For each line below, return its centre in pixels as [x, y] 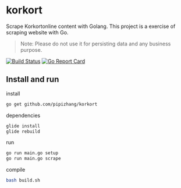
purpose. [31, 49]
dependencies [23, 115]
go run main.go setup [32, 153]
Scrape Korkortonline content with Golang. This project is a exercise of [91, 26]
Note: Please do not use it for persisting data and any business [95, 44]
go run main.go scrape [33, 159]
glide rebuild [23, 132]
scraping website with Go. [37, 32]
